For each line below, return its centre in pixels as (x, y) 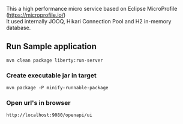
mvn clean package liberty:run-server (55, 60)
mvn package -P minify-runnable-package (58, 88)
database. (19, 28)
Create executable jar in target (52, 75)
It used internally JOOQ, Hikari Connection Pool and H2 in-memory (89, 21)
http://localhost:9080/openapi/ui (49, 115)
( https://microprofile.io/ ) (36, 15)
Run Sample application (52, 46)
